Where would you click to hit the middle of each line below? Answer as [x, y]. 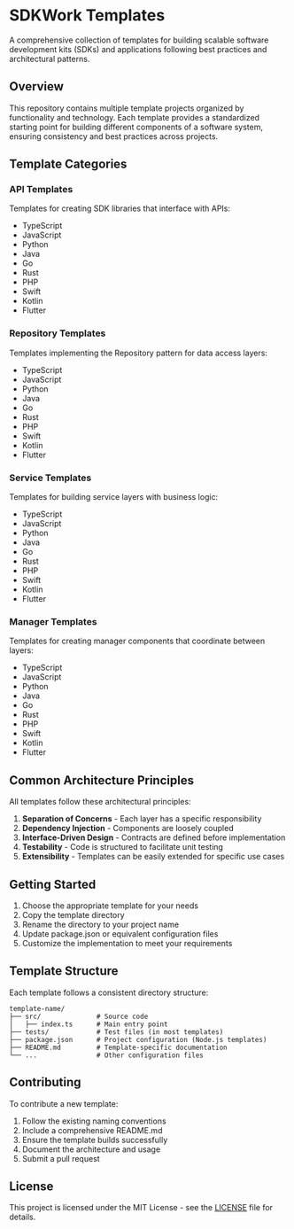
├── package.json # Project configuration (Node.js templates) [138, 1039]
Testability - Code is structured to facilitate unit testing [123, 847]
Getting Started [53, 884]
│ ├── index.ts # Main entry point [89, 1024]
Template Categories [68, 164]
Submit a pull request [61, 1158]
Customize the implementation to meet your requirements [127, 943]
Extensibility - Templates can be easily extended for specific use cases [153, 857]
